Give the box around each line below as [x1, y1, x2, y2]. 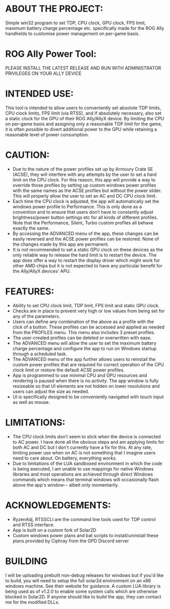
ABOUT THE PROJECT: [5, 3, 104, 15]
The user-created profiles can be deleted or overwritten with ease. [12, 335, 152, 341]
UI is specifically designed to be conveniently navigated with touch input [12, 394, 164, 400]
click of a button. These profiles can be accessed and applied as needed [12, 324, 164, 330]
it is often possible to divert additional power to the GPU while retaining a [5, 126, 157, 132]
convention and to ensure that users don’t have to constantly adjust [12, 209, 153, 215]
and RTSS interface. [12, 522, 55, 528]
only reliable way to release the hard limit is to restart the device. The [12, 252, 157, 258]
